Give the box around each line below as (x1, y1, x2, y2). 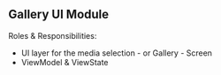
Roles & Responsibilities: (8, 30, 97, 41)
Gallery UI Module (8, 7, 110, 22)
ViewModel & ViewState (20, 56, 109, 67)
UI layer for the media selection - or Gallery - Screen (20, 48, 213, 58)
